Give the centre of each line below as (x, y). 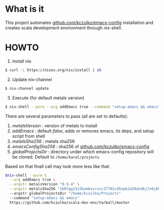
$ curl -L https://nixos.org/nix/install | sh (53, 70)
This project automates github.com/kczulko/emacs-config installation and (79, 23)
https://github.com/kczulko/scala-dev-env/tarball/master (70, 202)
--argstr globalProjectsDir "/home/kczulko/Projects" (65, 193)
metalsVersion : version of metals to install (55, 125)
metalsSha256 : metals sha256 (43, 141)
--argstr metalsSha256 (32, 189)
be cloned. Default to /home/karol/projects (56, 157)
